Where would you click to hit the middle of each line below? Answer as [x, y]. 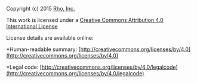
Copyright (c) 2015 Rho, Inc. [41, 9]
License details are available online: [50, 38]
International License [32, 26]
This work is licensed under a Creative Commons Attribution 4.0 [85, 20]
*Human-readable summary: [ [43, 49]
